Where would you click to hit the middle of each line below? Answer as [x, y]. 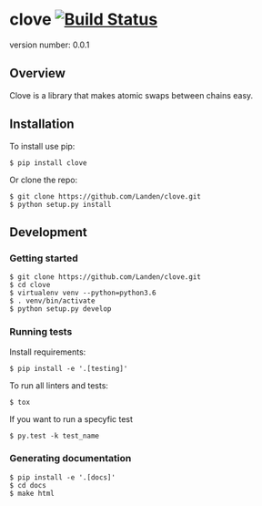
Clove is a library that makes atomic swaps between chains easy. [131, 95]
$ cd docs [28, 485]
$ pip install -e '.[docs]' [63, 477]
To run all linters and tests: [59, 385]
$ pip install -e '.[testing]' [69, 368]
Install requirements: [48, 352]
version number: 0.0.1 [50, 45]
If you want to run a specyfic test [71, 418]
